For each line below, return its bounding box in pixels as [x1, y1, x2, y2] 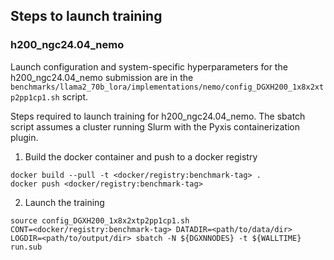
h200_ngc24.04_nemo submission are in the [10, 71, 194, 83]
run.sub [10, 242, 43, 252]
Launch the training [24, 196, 105, 208]
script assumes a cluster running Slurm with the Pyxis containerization [10, 120, 301, 133]
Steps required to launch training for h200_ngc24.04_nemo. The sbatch [10, 110, 306, 122]
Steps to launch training [10, 8, 163, 25]
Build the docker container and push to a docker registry [24, 150, 258, 163]
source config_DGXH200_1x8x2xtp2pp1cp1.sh [10, 215, 190, 226]
